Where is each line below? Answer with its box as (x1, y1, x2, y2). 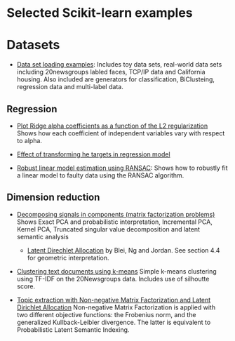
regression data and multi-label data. (16, 83, 123, 91)
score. (16, 282, 36, 290)
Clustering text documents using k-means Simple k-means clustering (16, 267, 217, 275)
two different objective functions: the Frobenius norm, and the (16, 310, 196, 319)
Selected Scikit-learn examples (6, 5, 193, 21)
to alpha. (16, 136, 43, 145)
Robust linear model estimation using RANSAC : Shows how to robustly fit (16, 163, 228, 172)
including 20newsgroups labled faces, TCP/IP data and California (16, 68, 206, 76)
